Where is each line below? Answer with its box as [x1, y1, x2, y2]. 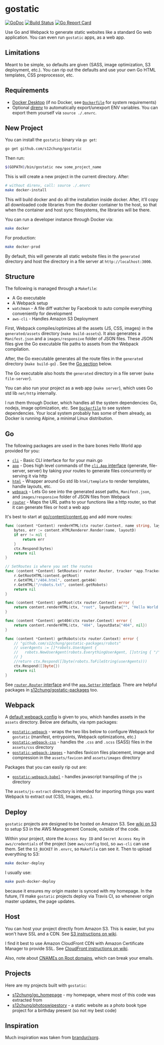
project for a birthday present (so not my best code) [12, 1007, 117, 1013]
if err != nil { [14, 533, 47, 537]
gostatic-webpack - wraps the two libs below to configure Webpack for [12, 729, 155, 735]
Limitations [5, 49, 40, 57]
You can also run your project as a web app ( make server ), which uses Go [5, 385, 153, 391]
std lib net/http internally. [5, 390, 57, 396]
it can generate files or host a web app [12, 504, 90, 510]
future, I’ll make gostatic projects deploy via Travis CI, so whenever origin [5, 893, 154, 899]
